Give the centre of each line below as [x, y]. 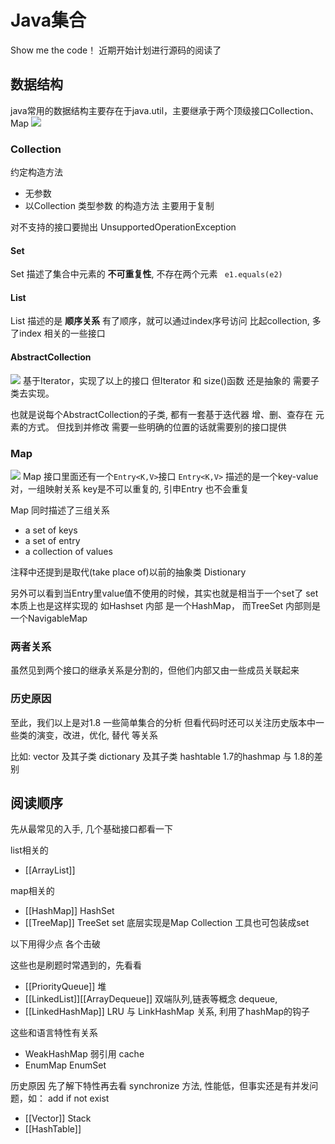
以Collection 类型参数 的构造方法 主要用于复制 [119, 206]
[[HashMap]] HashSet [69, 911]
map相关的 [32, 891]
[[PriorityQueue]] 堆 [65, 987]
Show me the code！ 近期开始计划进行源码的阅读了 [116, 50]
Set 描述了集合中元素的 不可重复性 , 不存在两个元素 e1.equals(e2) [146, 274]
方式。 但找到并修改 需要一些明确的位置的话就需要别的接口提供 [157, 427]
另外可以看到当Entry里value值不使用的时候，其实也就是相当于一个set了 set [164, 593]
